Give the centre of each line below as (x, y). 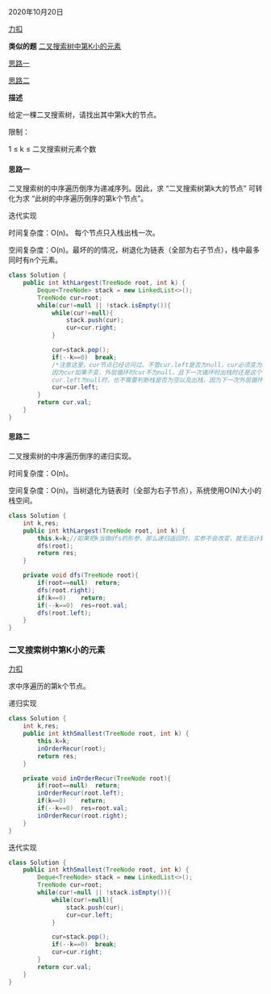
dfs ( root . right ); (66, 590)
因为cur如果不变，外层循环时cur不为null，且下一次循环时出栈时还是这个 (156, 372)
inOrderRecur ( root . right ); (83, 816)
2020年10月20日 (36, 12)
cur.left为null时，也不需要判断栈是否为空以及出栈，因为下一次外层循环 (157, 380)
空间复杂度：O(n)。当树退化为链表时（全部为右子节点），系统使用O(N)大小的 (135, 491)
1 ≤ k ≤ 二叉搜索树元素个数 (52, 149)
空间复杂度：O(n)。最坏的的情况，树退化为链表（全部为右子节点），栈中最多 (134, 250)
